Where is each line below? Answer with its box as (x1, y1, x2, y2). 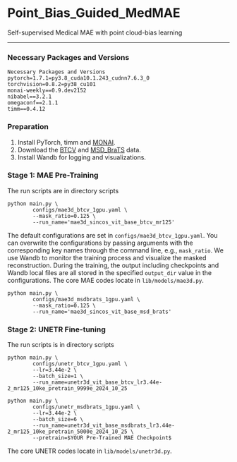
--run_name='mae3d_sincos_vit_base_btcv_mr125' (32, 219, 175, 226)
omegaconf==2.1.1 (7, 99, 59, 107)
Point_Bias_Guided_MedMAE (7, 5, 181, 21)
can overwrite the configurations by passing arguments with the (7, 238, 193, 247)
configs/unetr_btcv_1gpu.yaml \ (32, 360, 128, 367)
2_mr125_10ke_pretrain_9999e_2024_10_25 (7, 385, 128, 392)
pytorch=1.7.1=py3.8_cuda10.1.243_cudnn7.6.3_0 (7, 75, 150, 82)
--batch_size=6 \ (32, 416, 83, 423)
